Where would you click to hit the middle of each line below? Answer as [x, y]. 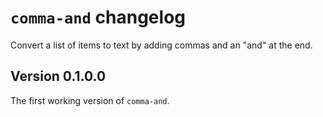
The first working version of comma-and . [90, 100]
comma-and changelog [98, 17]
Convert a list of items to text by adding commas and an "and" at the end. [161, 45]
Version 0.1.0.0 [58, 76]
